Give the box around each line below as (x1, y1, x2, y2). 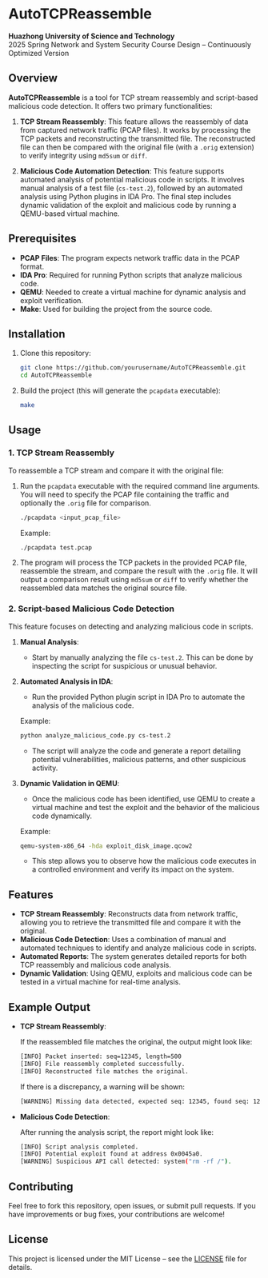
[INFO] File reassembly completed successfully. (19, 1060, 186, 1068)
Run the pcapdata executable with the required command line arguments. (19, 481, 260, 490)
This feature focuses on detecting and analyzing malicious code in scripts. (8, 621, 254, 631)
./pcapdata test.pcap (19, 543, 92, 552)
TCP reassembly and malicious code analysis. (19, 960, 172, 970)
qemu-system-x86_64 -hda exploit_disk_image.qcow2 (19, 841, 193, 850)
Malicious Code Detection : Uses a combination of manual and (19, 935, 226, 945)
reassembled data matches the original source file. (19, 583, 187, 593)
